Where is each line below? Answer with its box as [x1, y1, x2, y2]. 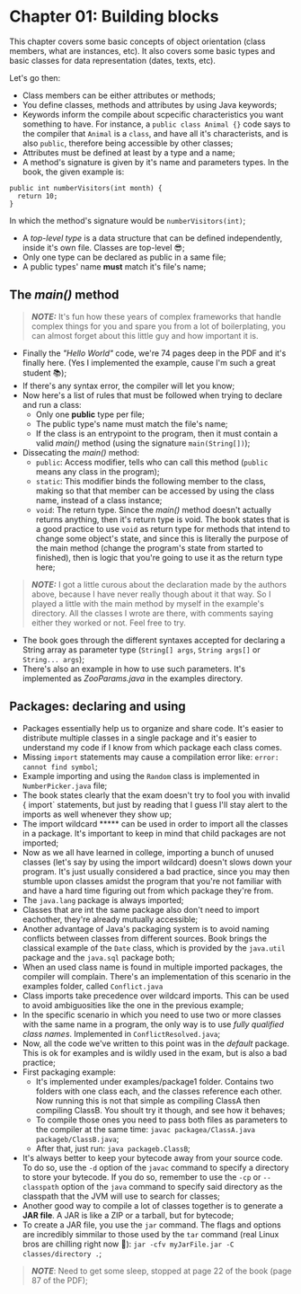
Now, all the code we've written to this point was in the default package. [22, 1038, 290, 1049]
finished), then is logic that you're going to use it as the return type [35, 552, 283, 563]
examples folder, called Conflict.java [22, 980, 164, 991]
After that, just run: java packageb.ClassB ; [35, 1143, 190, 1154]
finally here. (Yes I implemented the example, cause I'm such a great [22, 357, 276, 368]
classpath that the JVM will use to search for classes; [22, 1191, 220, 1201]
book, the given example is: [22, 166, 125, 177]
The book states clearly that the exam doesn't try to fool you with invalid [22, 789, 290, 801]
